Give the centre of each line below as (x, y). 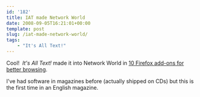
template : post (25, 29)
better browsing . (27, 69)
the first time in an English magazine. (52, 87)
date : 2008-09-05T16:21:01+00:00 (48, 23)
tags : (13, 40)
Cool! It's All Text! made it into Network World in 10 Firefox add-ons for (95, 63)
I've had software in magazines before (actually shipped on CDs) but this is (100, 81)
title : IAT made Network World (46, 18)
